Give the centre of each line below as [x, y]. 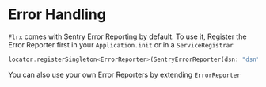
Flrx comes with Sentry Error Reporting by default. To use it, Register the [127, 36]
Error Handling [57, 15]
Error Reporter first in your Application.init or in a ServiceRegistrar [121, 44]
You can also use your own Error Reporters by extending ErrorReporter [125, 74]
